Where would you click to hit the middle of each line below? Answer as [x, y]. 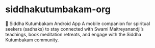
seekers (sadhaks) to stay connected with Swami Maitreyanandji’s [74, 29]
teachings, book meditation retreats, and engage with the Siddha [73, 34]
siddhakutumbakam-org [58, 9]
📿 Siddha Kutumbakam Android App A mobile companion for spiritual [78, 23]
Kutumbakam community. [32, 40]
